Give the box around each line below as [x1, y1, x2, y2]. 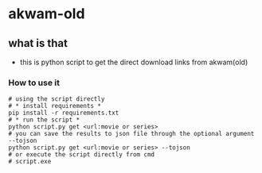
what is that [8, 37, 68, 50]
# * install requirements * [8, 102, 102, 110]
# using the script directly [8, 95, 105, 103]
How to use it [8, 77, 60, 88]
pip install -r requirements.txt [8, 109, 119, 117]
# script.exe [8, 158, 52, 166]
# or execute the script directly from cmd [8, 151, 155, 159]
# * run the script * [8, 116, 80, 124]
